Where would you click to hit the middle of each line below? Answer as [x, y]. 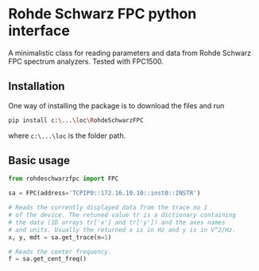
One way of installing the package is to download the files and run [116, 105]
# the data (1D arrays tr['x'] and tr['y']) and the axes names [117, 222]
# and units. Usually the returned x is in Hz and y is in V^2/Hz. [122, 230]
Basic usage [39, 161]
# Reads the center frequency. [60, 252]
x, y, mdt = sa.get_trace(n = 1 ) [60, 237]
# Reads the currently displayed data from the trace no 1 [108, 208]
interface [39, 31]
